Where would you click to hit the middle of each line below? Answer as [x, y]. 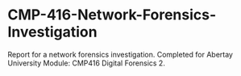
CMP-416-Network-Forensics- [112, 15]
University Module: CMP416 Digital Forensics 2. [87, 63]
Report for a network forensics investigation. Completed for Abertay [120, 54]
